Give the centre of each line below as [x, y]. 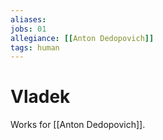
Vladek [40, 97]
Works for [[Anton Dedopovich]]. [78, 125]
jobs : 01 [28, 29]
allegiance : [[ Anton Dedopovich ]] [82, 38]
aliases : [28, 19]
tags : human [35, 47]
